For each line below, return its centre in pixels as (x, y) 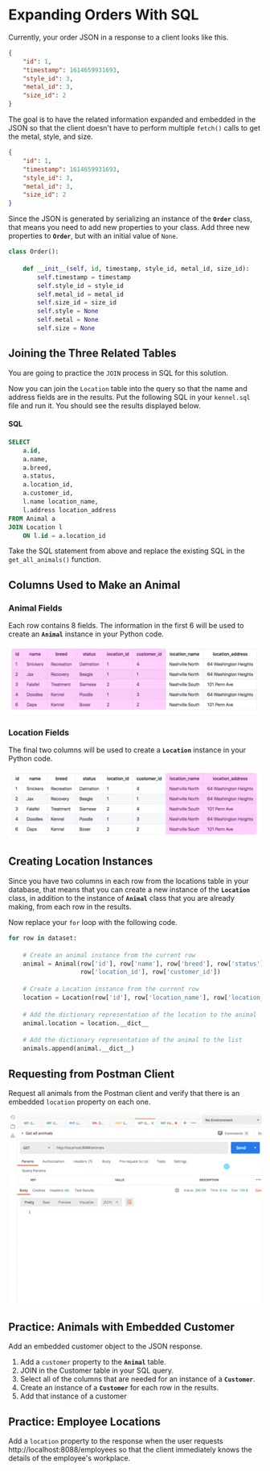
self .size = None (66, 328)
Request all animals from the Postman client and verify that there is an (124, 1093)
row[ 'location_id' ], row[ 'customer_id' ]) (150, 972)
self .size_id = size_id (77, 303)
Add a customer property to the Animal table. (93, 1362)
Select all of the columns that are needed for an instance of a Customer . (137, 1379)
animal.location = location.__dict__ (86, 1023)
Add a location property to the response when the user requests (116, 1440)
